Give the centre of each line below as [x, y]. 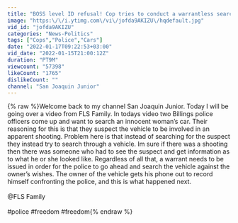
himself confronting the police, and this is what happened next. [100, 182]
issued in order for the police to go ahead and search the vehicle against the [119, 166]
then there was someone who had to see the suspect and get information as [119, 151]
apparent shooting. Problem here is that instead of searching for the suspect [119, 137]
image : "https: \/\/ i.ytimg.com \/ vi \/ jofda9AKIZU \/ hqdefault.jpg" [106, 21]
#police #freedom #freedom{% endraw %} [70, 212]
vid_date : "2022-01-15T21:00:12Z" [58, 54]
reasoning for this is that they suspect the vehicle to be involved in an [109, 129]
